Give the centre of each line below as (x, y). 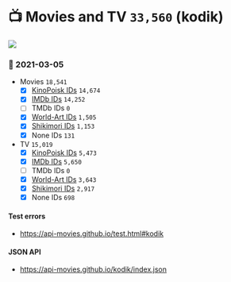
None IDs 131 (53, 135)
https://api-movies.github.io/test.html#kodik (92, 234)
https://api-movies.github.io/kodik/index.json (93, 269)
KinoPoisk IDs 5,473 (64, 153)
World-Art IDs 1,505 (64, 117)
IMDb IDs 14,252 (58, 99)
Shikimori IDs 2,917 (63, 188)
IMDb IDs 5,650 (56, 161)
